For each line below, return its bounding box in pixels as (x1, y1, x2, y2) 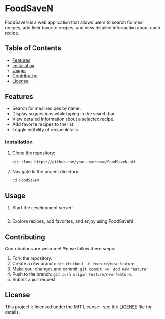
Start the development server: (12, 205, 73, 211)
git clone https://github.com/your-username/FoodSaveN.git (12, 159, 136, 164)
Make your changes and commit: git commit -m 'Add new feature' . (12, 266, 150, 272)
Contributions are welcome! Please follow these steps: (5, 246, 116, 252)
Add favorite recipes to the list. (12, 121, 75, 127)
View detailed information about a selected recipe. (12, 116, 115, 122)
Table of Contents (5, 44, 62, 52)
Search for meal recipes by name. (12, 106, 81, 111)
